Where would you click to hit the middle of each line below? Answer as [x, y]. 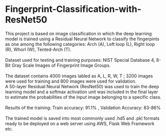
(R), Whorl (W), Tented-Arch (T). [38, 49]
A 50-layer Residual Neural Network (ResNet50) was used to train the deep [82, 86]
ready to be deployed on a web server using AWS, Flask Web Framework [80, 124]
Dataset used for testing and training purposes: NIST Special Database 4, [80, 60]
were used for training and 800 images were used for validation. [71, 81]
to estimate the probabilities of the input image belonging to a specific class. [83, 97]
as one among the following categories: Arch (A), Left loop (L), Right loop [80, 44]
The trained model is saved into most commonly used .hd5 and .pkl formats [83, 118]
